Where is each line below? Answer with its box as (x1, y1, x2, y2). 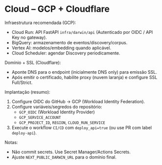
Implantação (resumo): (4, 89, 50, 95)
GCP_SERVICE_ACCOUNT (19, 115, 61, 120)
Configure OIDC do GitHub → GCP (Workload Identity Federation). (11, 98, 145, 104)
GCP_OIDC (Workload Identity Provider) (19, 109, 95, 115)
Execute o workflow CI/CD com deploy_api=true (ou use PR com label (11, 124, 152, 131)
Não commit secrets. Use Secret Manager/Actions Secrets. (11, 149, 131, 155)
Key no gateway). (11, 34, 47, 40)
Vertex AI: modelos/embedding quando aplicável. (11, 45, 111, 51)
